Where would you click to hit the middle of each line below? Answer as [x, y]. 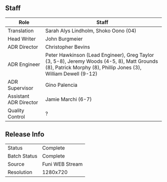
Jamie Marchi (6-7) [69, 99]
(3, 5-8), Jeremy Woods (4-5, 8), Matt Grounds [102, 61]
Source [16, 164]
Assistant [19, 96]
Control [16, 117]
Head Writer [22, 38]
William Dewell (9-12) [72, 73]
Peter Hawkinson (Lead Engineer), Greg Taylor [100, 55]
